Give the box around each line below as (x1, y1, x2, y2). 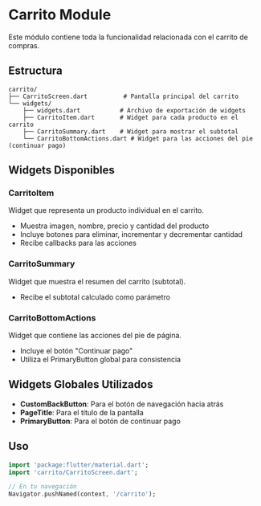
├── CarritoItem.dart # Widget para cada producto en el (22, 113, 239, 121)
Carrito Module (8, 6, 112, 24)
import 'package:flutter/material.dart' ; (8, 460, 149, 469)
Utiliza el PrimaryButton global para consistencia (19, 355, 181, 365)
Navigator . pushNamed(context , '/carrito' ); (8, 490, 157, 499)
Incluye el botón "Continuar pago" (19, 346, 133, 356)
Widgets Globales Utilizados (8, 377, 153, 391)
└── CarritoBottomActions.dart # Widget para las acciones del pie (22, 134, 253, 142)
